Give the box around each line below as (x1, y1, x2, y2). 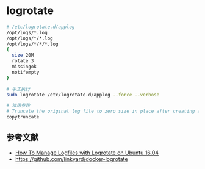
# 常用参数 (6, 102, 31, 109)
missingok (12, 63, 37, 70)
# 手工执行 (6, 86, 31, 92)
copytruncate (6, 114, 40, 120)
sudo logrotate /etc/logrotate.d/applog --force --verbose (6, 92, 160, 98)
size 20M (12, 52, 34, 59)
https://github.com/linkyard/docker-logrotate (15, 155, 128, 162)
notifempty (12, 69, 40, 75)
